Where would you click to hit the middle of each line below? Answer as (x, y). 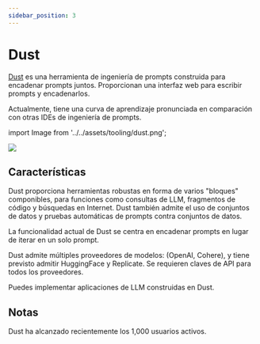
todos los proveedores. (46, 272)
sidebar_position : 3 (42, 15)
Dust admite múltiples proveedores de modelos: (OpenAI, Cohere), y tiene (129, 255)
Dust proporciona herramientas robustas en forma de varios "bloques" (124, 191)
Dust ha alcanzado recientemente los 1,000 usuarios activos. (107, 331)
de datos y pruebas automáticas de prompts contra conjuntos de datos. (125, 216)
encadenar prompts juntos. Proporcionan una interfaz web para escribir (125, 85)
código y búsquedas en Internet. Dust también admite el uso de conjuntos (129, 208)
